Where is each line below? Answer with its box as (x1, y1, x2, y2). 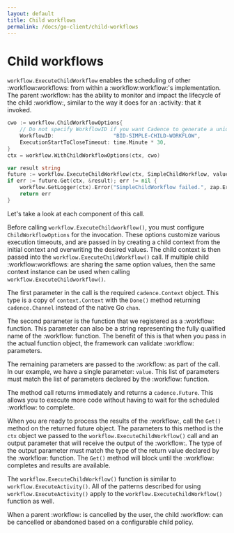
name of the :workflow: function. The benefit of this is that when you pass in (7, 331, 226, 340)
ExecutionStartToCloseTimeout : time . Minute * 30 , (19, 139, 167, 146)
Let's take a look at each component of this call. (7, 209, 145, 218)
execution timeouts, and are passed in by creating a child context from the (7, 238, 221, 246)
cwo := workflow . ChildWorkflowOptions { (7, 119, 123, 126)
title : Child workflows (7, 17, 77, 24)
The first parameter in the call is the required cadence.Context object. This (7, 288, 219, 296)
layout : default (7, 10, 54, 17)
